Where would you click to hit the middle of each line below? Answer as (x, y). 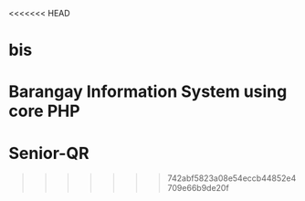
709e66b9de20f (198, 188)
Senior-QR (49, 153)
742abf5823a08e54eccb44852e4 (232, 178)
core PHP (44, 111)
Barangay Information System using (148, 92)
